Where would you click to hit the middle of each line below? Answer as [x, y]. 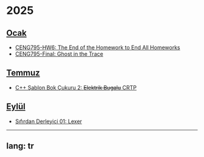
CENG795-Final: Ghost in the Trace [59, 54]
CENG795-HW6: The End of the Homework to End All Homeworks [97, 47]
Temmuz [23, 73]
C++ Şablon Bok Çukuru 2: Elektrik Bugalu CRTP [76, 87]
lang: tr [20, 146]
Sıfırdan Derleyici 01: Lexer [49, 121]
